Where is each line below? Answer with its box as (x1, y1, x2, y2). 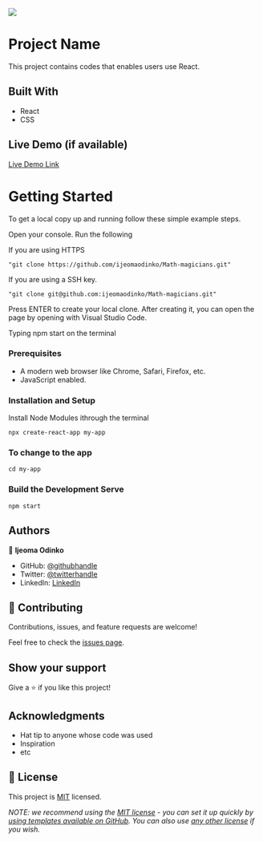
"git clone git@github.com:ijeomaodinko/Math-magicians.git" (8, 289, 217, 298)
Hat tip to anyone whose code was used (19, 730, 153, 739)
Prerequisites (8, 348, 62, 359)
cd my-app (8, 465, 42, 473)
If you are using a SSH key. (8, 274, 98, 284)
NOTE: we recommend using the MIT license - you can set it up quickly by (8, 807, 254, 817)
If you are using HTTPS (8, 245, 86, 254)
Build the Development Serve (8, 484, 124, 495)
